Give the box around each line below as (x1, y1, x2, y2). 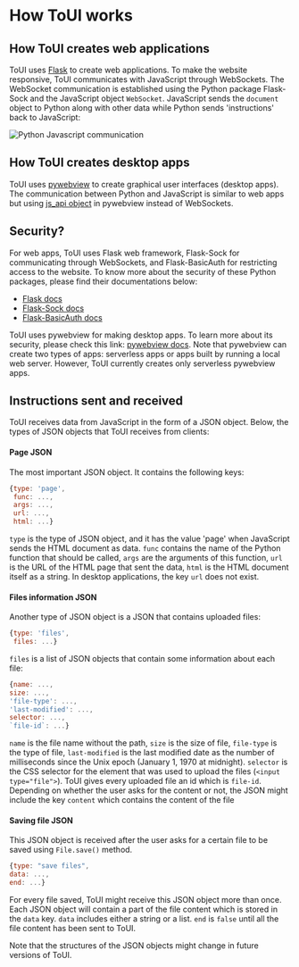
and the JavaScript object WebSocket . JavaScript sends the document (29, 93, 279, 104)
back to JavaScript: (9, 113, 81, 122)
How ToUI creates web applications (9, 41, 210, 56)
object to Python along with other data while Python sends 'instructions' (9, 103, 275, 113)
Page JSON (9, 447, 53, 458)
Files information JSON (9, 591, 97, 603)
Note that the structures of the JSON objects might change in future (9, 940, 259, 951)
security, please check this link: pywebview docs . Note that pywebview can (9, 338, 287, 349)
